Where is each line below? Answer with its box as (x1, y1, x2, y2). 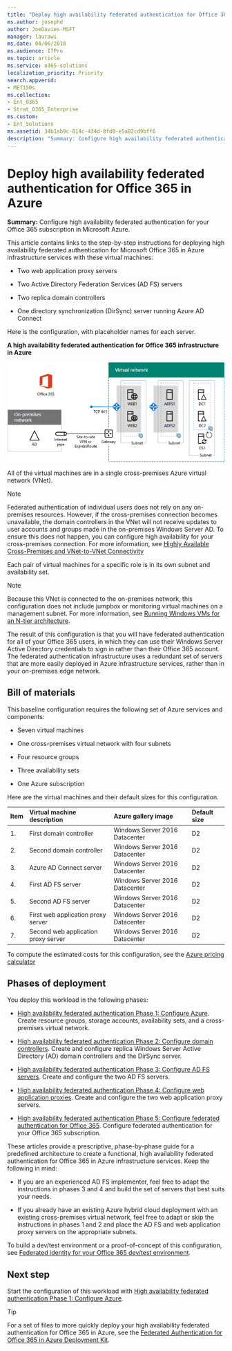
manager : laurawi (7, 33, 57, 40)
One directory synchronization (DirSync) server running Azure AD (17, 307, 204, 315)
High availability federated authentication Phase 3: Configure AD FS (17, 1065, 211, 1074)
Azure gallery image (113, 812, 174, 820)
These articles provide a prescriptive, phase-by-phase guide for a (7, 1142, 195, 1150)
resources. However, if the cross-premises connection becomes (35, 510, 217, 519)
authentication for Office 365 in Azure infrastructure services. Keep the (7, 1157, 210, 1165)
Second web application (29, 927, 98, 936)
